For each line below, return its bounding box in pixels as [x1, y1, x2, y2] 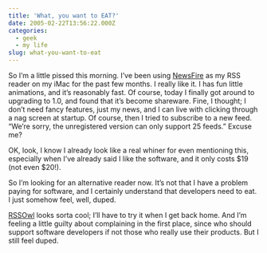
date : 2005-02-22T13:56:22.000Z [8, 19, 116, 27]
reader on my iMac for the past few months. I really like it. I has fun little [8, 79, 243, 89]
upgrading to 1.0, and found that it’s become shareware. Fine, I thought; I [8, 97, 247, 105]
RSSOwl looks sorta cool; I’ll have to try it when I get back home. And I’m [8, 211, 247, 219]
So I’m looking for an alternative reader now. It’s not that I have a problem [8, 178, 249, 188]
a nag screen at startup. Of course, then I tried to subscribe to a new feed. [8, 113, 253, 122]
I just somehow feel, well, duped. [8, 195, 117, 204]
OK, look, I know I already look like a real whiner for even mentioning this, [8, 145, 249, 155]
